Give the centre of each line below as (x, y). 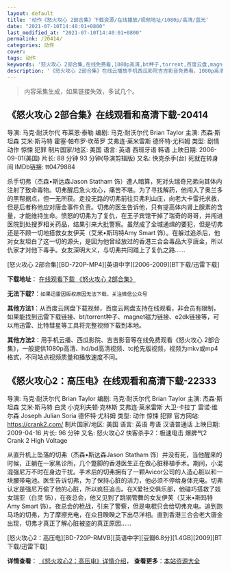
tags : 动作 (22, 58)
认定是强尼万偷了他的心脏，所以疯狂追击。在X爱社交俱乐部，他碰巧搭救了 (111, 489)
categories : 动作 (31, 45)
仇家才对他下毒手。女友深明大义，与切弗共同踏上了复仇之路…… (97, 250)
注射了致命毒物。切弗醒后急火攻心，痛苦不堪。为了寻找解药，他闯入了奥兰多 (115, 190)
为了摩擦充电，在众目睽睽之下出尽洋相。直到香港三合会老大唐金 (133, 515)
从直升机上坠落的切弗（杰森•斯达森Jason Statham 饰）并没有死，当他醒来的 (115, 455)
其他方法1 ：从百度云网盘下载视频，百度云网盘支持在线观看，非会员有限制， (114, 308)
